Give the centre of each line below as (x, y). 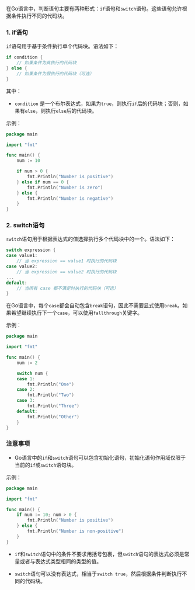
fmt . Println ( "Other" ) (53, 417)
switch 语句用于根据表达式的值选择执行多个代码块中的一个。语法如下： (90, 239)
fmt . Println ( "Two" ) (51, 395)
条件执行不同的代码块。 (39, 16)
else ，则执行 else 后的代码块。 (61, 110)
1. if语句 (17, 32)
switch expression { (31, 250)
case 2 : (26, 390)
